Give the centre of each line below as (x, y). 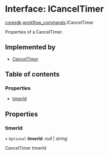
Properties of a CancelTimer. (34, 32)
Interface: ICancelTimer (54, 9)
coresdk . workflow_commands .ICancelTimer (49, 22)
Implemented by (30, 47)
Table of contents (32, 74)
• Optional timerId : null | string (36, 139)
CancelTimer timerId (26, 148)
